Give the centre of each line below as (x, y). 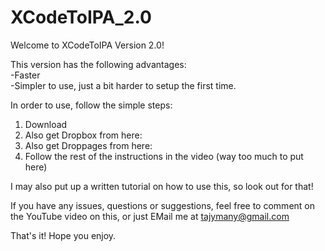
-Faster (25, 75)
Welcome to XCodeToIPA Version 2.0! (87, 45)
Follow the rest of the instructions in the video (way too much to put (164, 156)
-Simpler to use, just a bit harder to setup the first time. (123, 85)
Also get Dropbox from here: (83, 135)
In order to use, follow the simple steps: (91, 105)
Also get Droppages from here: (88, 145)
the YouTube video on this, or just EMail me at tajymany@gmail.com (150, 216)
